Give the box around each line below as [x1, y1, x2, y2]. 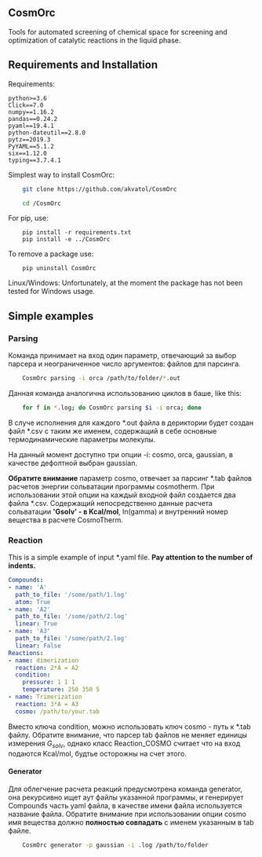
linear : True [15, 620, 58, 628]
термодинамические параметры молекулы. [8, 434, 156, 444]
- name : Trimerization [8, 693, 82, 701]
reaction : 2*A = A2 [15, 664, 79, 672]
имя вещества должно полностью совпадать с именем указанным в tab [8, 817, 255, 827]
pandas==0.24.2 [8, 115, 58, 123]
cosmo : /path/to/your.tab [15, 707, 100, 716]
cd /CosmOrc [22, 200, 61, 207]
